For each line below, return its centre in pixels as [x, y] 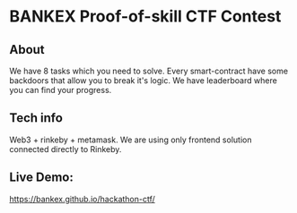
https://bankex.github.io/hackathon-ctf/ [82, 199]
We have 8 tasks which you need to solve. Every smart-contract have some [149, 71]
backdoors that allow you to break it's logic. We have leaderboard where [144, 81]
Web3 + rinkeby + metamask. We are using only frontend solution [131, 140]
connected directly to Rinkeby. [66, 149]
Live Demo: [41, 178]
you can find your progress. [61, 90]
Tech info [36, 118]
